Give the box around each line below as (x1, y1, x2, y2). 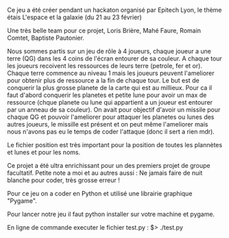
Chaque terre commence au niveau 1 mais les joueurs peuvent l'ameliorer (7, 69, 215, 77)
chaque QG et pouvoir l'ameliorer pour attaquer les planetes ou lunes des (7, 113, 215, 121)
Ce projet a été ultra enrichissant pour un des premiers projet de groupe (7, 162, 210, 169)
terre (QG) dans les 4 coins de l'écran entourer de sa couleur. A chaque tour (7, 54, 223, 63)
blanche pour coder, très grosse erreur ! (7, 176, 120, 184)
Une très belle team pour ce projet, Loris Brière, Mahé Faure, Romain (7, 27, 201, 34)
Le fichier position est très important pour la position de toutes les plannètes (7, 141, 223, 149)
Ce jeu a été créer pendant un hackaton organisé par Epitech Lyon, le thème (7, 6, 222, 14)
